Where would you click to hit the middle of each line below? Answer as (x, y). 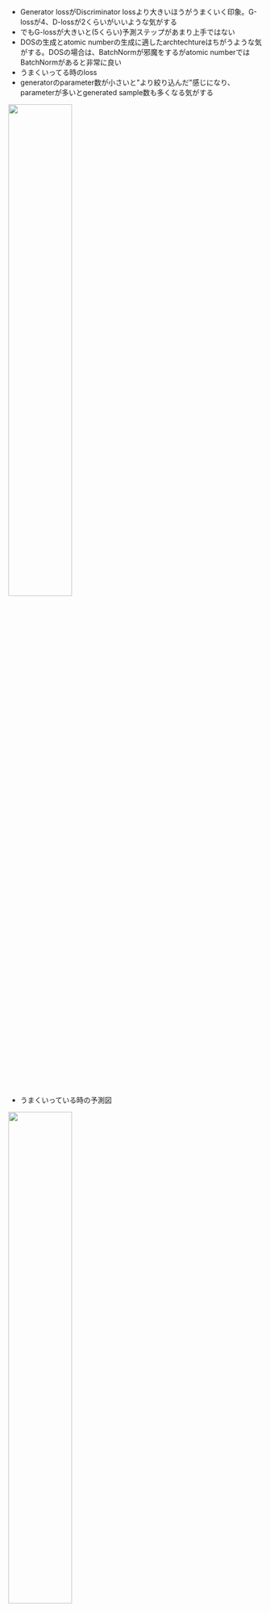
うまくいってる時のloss (58, 72)
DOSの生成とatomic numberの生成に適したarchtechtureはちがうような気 (141, 42)
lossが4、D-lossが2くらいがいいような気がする (98, 22)
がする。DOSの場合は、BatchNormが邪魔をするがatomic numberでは (135, 52)
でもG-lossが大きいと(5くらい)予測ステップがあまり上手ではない (127, 32)
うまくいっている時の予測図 (66, 1100)
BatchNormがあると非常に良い (71, 62)
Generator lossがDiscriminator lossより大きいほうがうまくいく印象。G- (139, 12)
